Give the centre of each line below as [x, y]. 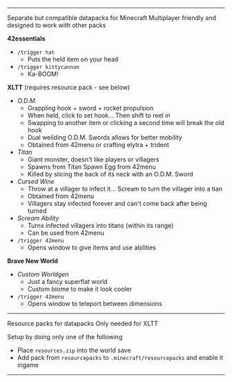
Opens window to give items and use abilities [92, 247]
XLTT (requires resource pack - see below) [69, 87]
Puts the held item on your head [73, 59]
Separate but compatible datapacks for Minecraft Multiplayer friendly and [112, 18]
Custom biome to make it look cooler [80, 289]
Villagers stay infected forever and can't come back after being [117, 203]
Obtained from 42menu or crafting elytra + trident [98, 145]
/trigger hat [36, 52]
